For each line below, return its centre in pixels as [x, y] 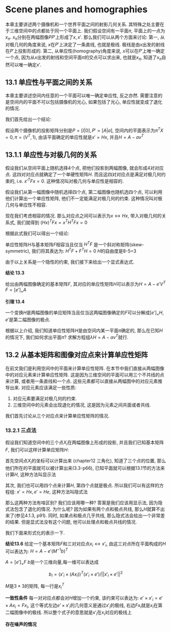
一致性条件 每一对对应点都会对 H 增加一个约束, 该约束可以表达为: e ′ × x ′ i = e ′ [84, 598]
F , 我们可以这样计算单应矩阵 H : [37, 449]
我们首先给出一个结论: [29, 120]
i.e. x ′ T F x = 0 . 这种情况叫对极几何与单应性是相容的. [70, 181]
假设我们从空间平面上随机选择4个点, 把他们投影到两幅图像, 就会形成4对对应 [85, 168]
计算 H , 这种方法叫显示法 [31, 474]
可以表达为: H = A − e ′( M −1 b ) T [36, 551]
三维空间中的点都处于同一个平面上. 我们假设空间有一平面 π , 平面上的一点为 [87, 31]
